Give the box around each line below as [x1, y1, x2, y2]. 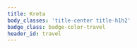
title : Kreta [7, 10, 46, 18]
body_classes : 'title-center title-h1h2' [7, 17, 131, 24]
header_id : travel [7, 30, 61, 37]
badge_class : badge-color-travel [7, 23, 106, 30]
